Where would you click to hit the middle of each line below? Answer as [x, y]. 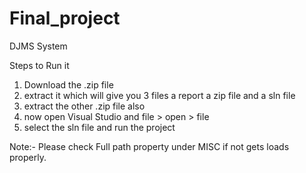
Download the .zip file [68, 84]
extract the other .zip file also [84, 106]
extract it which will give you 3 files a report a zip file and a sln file [159, 95]
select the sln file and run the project [99, 127]
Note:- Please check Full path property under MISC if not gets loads [149, 146]
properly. [28, 157]
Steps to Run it [39, 65]
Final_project [65, 18]
